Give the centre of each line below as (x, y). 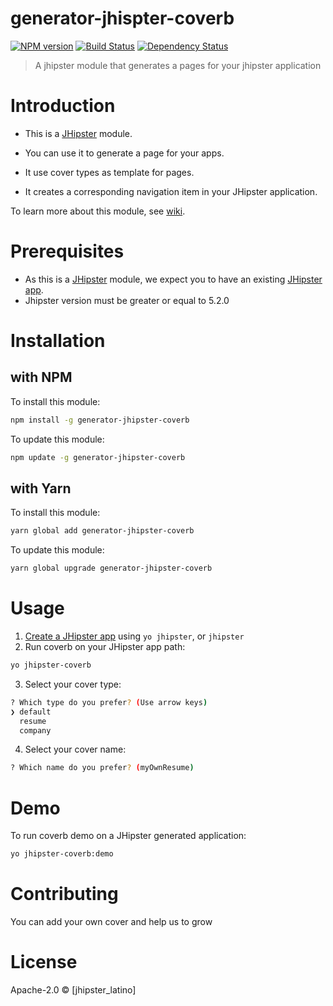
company (35, 730)
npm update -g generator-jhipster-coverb (98, 457)
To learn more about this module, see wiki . (98, 211)
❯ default (31, 712)
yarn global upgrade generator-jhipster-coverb (111, 568)
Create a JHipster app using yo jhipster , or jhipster (134, 636)
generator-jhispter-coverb (122, 18)
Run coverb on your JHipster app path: (105, 647)
